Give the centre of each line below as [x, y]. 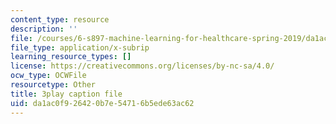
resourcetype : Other [53, 85]
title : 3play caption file [66, 94]
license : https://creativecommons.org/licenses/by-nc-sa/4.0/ [142, 66]
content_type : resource [60, 19]
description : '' [44, 29]
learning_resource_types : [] [71, 57]
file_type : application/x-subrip [80, 47]
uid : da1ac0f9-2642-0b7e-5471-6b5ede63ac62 [102, 103]
